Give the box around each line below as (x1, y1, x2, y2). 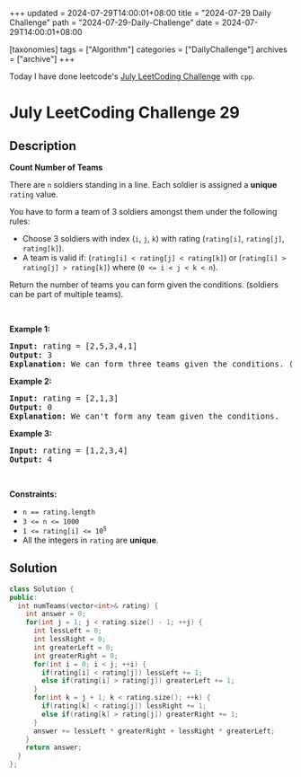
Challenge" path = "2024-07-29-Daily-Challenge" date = (9, 17, 220, 28)
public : (9, 593, 39, 602)
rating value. (9, 189, 58, 199)
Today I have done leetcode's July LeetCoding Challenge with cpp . (9, 71, 255, 82)
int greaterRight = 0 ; (32, 651, 119, 660)
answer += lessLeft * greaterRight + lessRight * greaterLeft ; (32, 727, 276, 736)
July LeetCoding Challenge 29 (9, 102, 240, 123)
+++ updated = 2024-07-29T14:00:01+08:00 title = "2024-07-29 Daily (9, 8, 271, 18)
